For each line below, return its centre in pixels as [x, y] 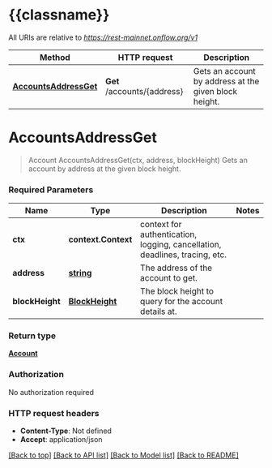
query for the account [182, 302]
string [80, 273]
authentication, [169, 234]
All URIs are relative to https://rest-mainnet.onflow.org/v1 [103, 37]
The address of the [176, 268]
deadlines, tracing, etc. [183, 255]
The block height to [177, 291]
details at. [159, 311]
